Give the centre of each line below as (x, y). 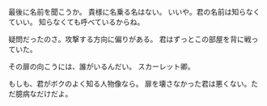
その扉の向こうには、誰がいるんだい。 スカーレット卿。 (102, 66)
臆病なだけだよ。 (44, 94)
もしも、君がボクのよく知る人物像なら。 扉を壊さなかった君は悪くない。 (130, 84)
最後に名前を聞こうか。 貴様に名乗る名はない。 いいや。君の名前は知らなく (134, 12)
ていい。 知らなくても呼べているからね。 (76, 22)
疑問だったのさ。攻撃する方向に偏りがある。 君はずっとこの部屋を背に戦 (130, 39)
